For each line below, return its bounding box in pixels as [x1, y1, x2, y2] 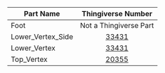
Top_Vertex [11, 55, 48, 64]
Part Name [23, 9, 60, 18]
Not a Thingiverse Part [79, 21, 154, 30]
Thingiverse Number [81, 9, 152, 18]
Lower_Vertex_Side [11, 32, 74, 41]
